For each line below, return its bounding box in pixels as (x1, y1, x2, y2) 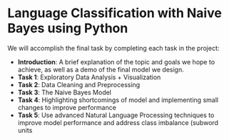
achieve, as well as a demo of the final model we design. (17, 65, 184, 74)
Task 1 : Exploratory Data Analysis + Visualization (17, 73, 161, 81)
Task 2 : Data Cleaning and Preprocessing (17, 80, 141, 89)
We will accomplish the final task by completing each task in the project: (7, 44, 220, 52)
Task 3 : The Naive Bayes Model (17, 88, 112, 96)
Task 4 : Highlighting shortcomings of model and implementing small (17, 95, 219, 104)
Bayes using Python (7, 20, 128, 36)
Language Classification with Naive (7, 5, 223, 21)
